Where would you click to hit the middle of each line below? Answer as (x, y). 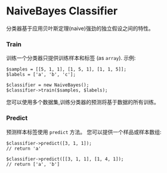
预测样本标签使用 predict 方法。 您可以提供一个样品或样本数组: (84, 132)
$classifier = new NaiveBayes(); (48, 85)
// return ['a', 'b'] (33, 164)
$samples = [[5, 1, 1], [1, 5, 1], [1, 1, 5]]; (67, 69)
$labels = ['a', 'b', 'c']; (41, 75)
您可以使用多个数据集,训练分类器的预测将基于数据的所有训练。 (83, 102)
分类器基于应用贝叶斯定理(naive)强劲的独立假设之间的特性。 (80, 28)
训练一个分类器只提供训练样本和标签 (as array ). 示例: (71, 58)
